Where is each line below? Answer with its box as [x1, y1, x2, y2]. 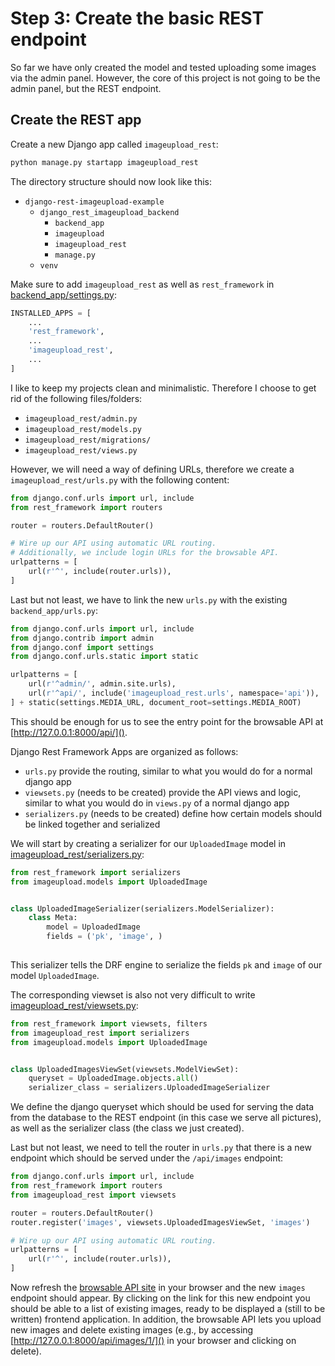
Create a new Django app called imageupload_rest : [10, 138, 219, 150]
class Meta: [28, 913, 78, 923]
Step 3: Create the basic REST [10, 7, 265, 30]
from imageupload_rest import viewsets [10, 1190, 177, 1200]
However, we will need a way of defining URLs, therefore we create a [10, 463, 295, 475]
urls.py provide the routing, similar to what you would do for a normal [24, 765, 313, 777]
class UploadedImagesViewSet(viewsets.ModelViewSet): [10, 1064, 240, 1074]
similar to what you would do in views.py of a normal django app [24, 797, 290, 809]
